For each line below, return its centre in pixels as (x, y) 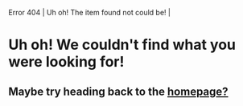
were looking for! (66, 62)
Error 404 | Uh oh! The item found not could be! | (90, 12)
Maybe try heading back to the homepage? (118, 91)
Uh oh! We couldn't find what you (122, 45)
